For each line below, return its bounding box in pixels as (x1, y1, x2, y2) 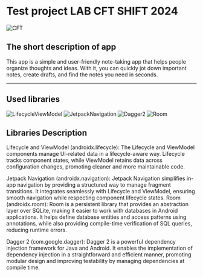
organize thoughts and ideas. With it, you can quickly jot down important (6, 64, 187, 72)
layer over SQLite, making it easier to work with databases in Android (6, 207, 178, 215)
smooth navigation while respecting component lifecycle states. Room (6, 194, 181, 201)
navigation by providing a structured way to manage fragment (17, 181, 171, 189)
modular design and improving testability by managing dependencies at (6, 258, 185, 265)
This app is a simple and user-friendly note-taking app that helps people (6, 58, 186, 65)
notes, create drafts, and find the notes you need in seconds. (6, 71, 158, 78)
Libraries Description (6, 127, 88, 138)
